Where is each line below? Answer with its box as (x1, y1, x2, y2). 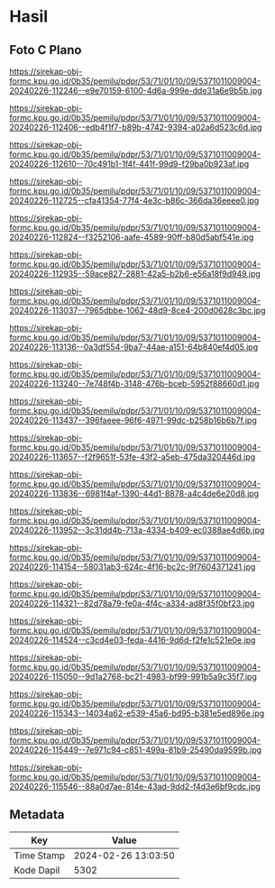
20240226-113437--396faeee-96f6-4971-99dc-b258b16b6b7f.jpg (9, 415, 257, 426)
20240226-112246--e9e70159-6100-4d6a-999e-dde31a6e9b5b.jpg (9, 86, 263, 96)
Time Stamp (14, 849, 66, 862)
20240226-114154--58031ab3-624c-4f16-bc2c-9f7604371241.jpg (9, 562, 256, 572)
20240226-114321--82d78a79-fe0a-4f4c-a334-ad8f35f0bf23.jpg (9, 598, 255, 609)
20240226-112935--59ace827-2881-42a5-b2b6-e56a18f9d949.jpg (9, 269, 261, 279)
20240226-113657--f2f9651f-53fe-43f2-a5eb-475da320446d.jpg (9, 452, 256, 462)
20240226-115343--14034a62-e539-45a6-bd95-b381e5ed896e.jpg (9, 708, 265, 719)
